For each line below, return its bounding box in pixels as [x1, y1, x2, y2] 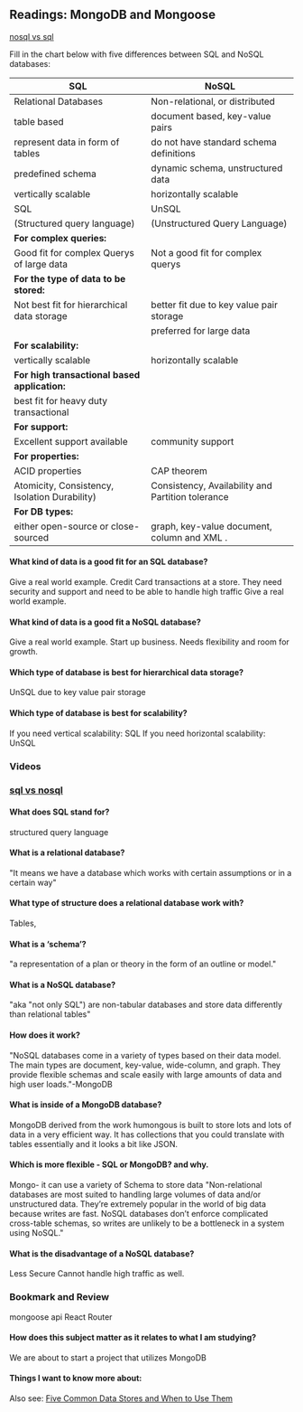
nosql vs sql [9, 31, 54, 42]
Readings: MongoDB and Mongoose [9, 7, 216, 23]
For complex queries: [14, 231, 106, 244]
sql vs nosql [9, 784, 63, 796]
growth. [9, 646, 39, 657]
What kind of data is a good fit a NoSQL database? [9, 617, 201, 627]
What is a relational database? [9, 847, 125, 858]
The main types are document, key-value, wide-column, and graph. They [9, 1059, 281, 1070]
